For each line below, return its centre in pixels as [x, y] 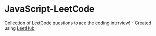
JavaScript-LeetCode [50, 9]
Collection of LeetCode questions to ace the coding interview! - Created [78, 23]
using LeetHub [19, 28]
